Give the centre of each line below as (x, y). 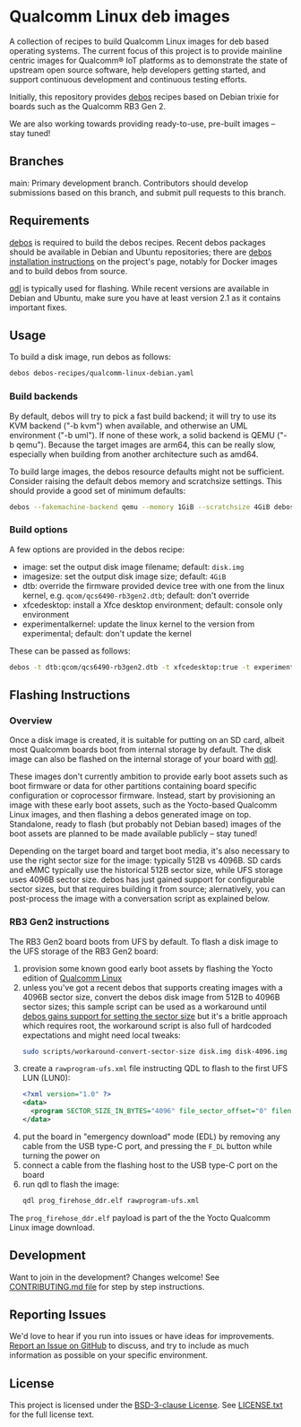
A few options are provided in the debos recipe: (97, 549)
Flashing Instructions (70, 695)
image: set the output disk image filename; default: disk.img (133, 566)
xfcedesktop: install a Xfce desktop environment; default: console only (153, 605)
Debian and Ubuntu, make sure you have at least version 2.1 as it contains (145, 298)
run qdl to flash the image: (71, 1184)
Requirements (49, 221)
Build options (39, 530)
